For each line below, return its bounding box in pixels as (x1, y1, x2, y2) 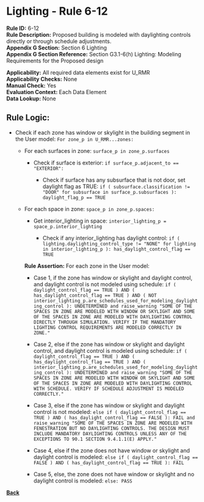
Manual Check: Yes (6, 81, 57, 89)
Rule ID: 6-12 (6, 24, 40, 32)
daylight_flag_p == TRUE (42, 194, 106, 201)
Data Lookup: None (6, 95, 56, 102)
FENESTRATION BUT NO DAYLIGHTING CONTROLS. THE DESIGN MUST (33, 425, 190, 432)
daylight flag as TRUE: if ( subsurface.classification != (42, 182, 191, 190)
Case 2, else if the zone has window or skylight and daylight (33, 341, 185, 348)
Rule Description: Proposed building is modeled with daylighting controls (6, 31, 191, 38)
